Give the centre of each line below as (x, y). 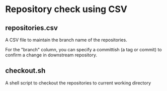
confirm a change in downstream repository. (51, 55)
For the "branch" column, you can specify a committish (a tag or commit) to (83, 50)
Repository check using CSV (66, 9)
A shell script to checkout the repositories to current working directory (78, 83)
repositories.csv (31, 28)
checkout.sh (25, 71)
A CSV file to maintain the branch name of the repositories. (66, 40)
